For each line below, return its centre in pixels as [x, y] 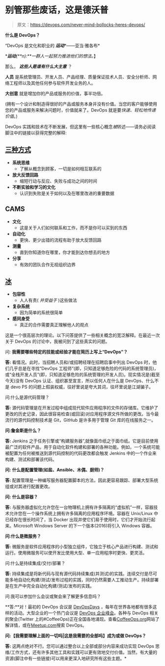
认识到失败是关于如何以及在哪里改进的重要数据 [67, 193]
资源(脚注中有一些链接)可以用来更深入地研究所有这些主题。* [66, 659]
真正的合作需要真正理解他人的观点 [54, 325]
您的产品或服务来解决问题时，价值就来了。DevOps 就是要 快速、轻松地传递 [81, 110]
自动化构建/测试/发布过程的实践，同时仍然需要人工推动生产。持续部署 [88, 580]
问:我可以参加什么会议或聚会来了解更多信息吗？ [53, 596]
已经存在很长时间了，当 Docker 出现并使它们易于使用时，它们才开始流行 [78, 520]
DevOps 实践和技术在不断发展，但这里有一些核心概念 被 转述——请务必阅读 [81, 126]
